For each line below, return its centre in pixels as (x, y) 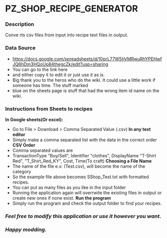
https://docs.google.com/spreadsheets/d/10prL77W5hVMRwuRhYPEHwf (87, 59)
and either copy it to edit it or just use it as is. (58, 75)
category (22, 172)
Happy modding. (26, 230)
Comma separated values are (43, 150)
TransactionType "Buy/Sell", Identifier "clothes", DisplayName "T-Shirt (84, 156)
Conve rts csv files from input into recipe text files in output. (67, 35)
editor (19, 134)
